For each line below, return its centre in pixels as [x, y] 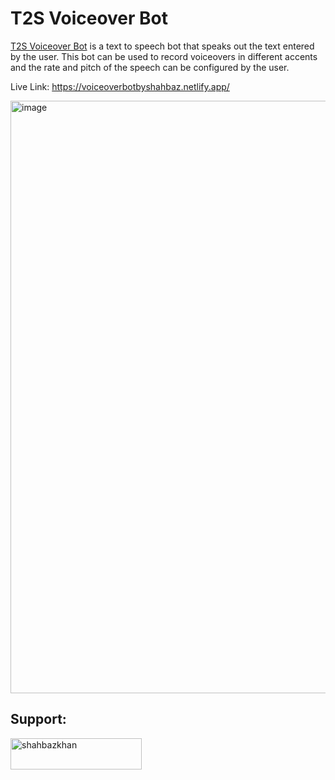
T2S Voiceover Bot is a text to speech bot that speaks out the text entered [162, 46]
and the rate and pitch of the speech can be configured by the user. [150, 67]
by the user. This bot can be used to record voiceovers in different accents [164, 56]
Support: [38, 719]
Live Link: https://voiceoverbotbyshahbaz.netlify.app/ [120, 86]
